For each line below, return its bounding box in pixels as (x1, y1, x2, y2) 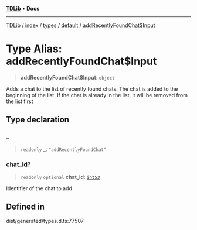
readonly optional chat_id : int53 (20, 173, 100, 180)
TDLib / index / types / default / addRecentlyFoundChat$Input (6, 22, 155, 29)
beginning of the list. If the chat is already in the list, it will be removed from (6, 91, 188, 98)
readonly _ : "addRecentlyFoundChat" (20, 146, 107, 153)
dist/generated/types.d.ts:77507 (6, 217, 84, 224)
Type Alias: (6, 42, 63, 56)
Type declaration (6, 115, 69, 125)
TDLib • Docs (6, 5, 40, 12)
